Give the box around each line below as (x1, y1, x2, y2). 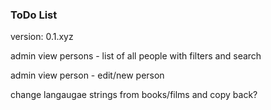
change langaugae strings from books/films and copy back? (10, 89, 258, 101)
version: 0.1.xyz (10, 31, 74, 43)
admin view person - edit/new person (10, 69, 165, 82)
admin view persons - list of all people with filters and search (10, 50, 262, 62)
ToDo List (10, 8, 58, 22)
